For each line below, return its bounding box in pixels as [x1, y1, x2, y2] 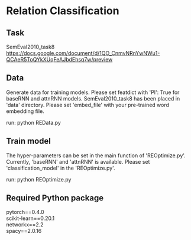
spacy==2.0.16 [6, 228, 42, 235]
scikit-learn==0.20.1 [6, 215, 55, 222]
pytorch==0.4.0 [6, 209, 44, 216]
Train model [6, 136, 51, 146]
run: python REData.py [6, 119, 61, 126]
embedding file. [6, 108, 44, 115]
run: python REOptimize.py [6, 176, 72, 183]
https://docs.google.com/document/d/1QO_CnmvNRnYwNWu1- [6, 50, 160, 57]
